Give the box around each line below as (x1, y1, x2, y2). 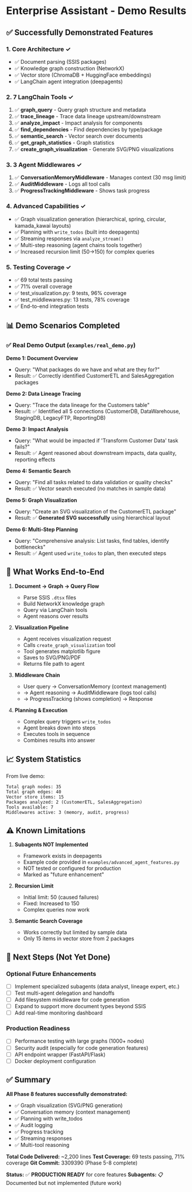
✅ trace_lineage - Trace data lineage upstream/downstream (14, 113, 161, 120)
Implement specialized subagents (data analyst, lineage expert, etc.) (14, 982, 180, 990)
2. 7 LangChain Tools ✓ (6, 93, 74, 101)
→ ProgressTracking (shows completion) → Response (23, 695, 153, 702)
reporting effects (14, 455, 56, 463)
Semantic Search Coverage (14, 917, 83, 924)
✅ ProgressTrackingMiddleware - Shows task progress (14, 187, 150, 194)
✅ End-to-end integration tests (14, 303, 89, 310)
